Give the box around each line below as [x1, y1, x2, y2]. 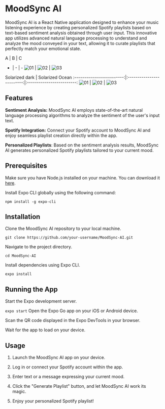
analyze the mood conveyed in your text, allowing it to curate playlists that [5, 40, 156, 46]
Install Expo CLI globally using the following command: [5, 189, 116, 195]
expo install [5, 272, 32, 277]
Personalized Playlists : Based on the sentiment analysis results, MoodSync [5, 142, 159, 148]
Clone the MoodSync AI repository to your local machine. [5, 226, 122, 231]
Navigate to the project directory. [5, 244, 72, 250]
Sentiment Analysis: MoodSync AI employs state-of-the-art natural [5, 107, 143, 113]
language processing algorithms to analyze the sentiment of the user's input [5, 112, 160, 118]
